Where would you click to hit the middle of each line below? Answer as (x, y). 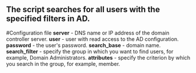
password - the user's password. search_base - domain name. (84, 45)
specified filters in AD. (48, 19)
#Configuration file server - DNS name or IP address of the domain (88, 33)
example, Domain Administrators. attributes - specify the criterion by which (98, 57)
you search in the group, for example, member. (63, 64)
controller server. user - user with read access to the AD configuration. (92, 39)
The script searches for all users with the (83, 10)
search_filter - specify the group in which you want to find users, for (90, 51)
